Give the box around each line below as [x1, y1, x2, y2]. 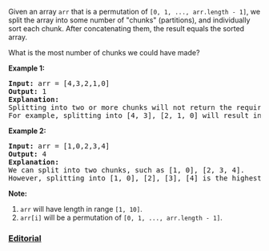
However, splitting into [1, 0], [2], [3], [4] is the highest [8, 174, 262, 183]
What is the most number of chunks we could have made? [8, 48, 200, 57]
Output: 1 [8, 87, 46, 95]
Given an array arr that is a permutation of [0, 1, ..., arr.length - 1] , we [8, 7, 261, 16]
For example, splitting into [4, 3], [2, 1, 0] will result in [8, 111, 262, 119]
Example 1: [8, 63, 46, 73]
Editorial [8, 233, 42, 244]
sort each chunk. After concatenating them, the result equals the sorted [8, 24, 245, 33]
